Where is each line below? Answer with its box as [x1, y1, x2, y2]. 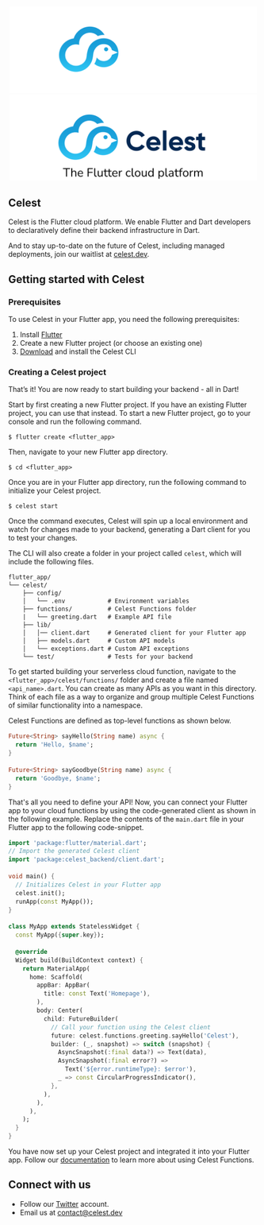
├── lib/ [22, 621, 52, 630]
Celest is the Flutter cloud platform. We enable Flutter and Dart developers [8, 217, 251, 227]
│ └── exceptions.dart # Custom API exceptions [22, 645, 190, 653]
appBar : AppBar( [36, 981, 90, 990]
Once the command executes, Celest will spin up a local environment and [8, 516, 248, 526]
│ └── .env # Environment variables [22, 597, 190, 606]
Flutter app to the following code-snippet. [8, 822, 144, 832]
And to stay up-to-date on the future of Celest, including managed [8, 241, 225, 250]
